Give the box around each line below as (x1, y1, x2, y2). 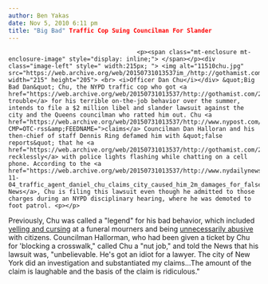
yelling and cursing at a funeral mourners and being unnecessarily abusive (8, 224, 254, 234)
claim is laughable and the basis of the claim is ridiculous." (8, 266, 201, 276)
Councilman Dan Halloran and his (144, 125, 255, 133)
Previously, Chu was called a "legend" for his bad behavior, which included (8, 216, 255, 226)
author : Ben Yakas (8, 11, 69, 20)
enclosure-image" (8, 55, 66, 64)
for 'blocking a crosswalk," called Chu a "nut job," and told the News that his (8, 241, 259, 251)
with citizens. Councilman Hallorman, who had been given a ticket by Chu (8, 233, 250, 243)
